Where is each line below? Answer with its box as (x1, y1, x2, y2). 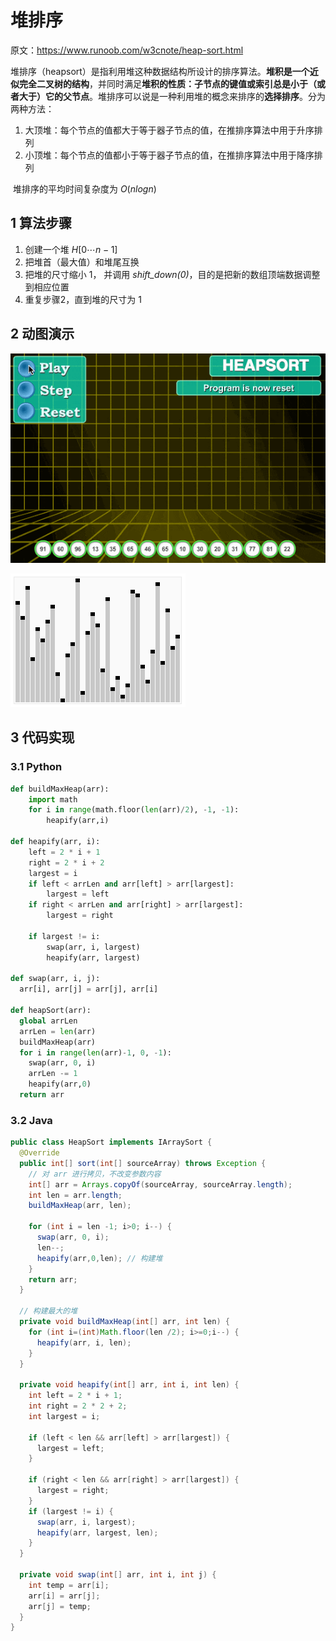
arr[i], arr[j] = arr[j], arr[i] (19, 984, 159, 995)
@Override (19, 1148, 60, 1158)
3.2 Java (10, 1113, 53, 1127)
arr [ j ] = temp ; (28, 1601, 92, 1611)
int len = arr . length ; (28, 1190, 123, 1200)
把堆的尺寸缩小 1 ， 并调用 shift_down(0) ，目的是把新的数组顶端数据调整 (24, 268, 321, 280)
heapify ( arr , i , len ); (36, 1337, 132, 1348)
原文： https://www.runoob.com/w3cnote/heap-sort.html (10, 44, 244, 56)
